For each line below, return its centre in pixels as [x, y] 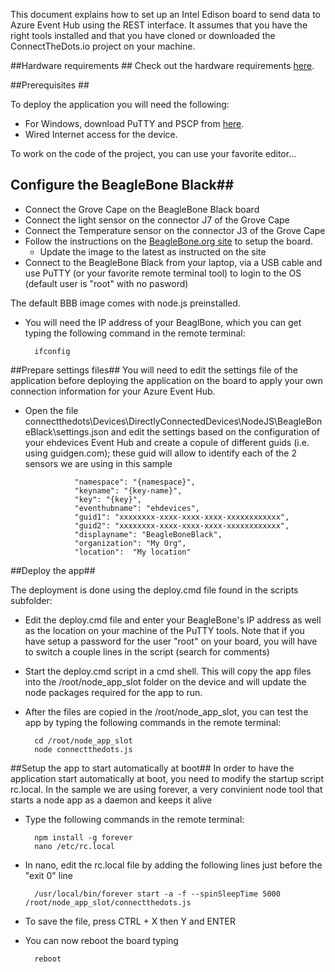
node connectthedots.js [83, 749]
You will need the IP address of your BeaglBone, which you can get [163, 322]
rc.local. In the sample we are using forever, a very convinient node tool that [166, 789]
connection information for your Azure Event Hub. [113, 391]
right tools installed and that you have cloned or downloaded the [143, 35]
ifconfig [52, 351]
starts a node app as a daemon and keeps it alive [111, 800]
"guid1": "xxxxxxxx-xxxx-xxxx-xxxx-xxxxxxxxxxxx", [182, 517]
